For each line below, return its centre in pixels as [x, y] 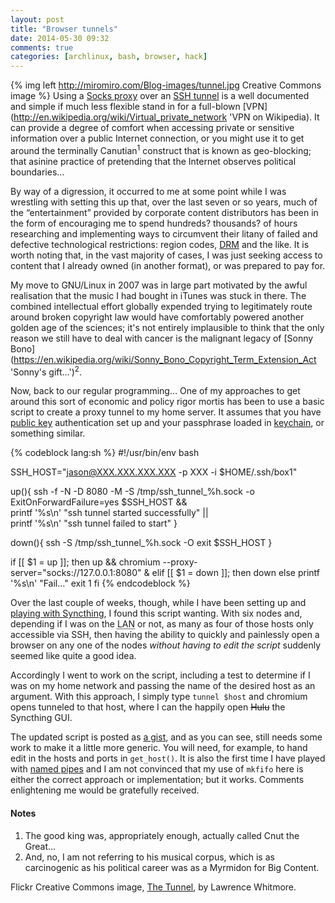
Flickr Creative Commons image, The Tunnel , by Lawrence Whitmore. [153, 887]
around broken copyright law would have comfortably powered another [157, 317]
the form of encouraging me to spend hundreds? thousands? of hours [154, 223]
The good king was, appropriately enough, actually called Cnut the [162, 835]
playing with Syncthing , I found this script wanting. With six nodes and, [156, 613]
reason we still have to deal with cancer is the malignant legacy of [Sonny [162, 338]
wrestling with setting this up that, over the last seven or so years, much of [164, 202]
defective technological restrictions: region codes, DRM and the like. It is [160, 244]
